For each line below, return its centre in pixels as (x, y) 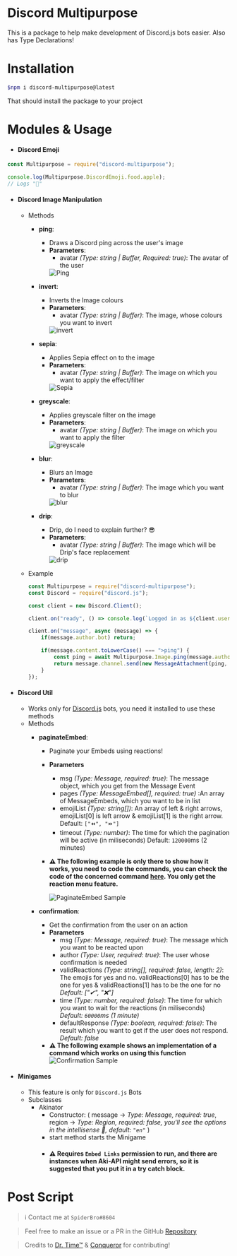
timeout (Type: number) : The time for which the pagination (145, 832)
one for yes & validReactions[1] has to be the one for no (140, 985)
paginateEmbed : (63, 737)
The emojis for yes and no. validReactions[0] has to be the (144, 977)
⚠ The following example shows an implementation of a (133, 1045)
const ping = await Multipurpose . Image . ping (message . (134, 657)
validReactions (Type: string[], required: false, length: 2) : (142, 970)
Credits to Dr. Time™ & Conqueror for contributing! (97, 1245)
